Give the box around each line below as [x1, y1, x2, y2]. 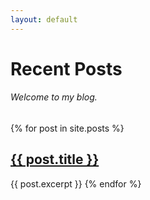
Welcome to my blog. [10, 91, 98, 103]
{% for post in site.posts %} [10, 122, 125, 135]
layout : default [10, 14, 78, 25]
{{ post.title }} [10, 151, 100, 168]
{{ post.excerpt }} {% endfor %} [10, 177, 142, 190]
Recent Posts [10, 57, 123, 80]
